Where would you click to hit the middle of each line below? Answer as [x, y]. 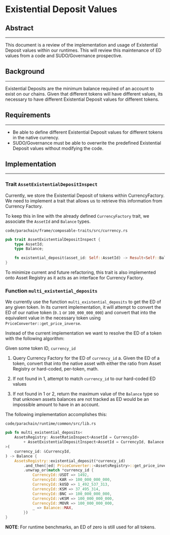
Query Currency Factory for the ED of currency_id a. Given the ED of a [86, 358]
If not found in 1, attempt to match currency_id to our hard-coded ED [84, 379]
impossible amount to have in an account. [56, 405]
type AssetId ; [29, 244]
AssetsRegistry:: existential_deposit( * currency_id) [70, 461]
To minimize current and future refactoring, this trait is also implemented [80, 272]
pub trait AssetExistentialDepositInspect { [53, 239]
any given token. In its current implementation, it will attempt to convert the [83, 307]
